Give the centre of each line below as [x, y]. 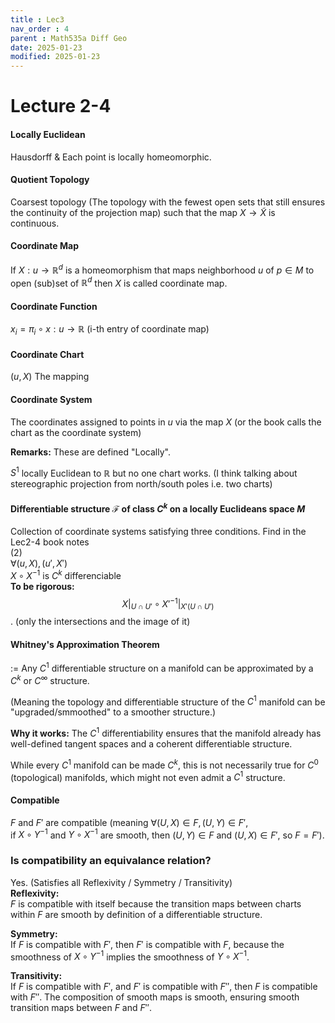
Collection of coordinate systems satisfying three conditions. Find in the [158, 532]
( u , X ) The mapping [50, 377]
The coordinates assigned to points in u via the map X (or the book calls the [166, 422]
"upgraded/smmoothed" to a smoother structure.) [113, 712]
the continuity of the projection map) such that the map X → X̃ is [143, 212]
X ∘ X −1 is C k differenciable [66, 574]
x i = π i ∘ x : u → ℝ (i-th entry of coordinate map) [110, 330]
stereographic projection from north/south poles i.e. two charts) [141, 484]
